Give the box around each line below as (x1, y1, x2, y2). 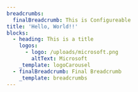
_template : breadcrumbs (19, 74, 88, 82)
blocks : (6, 29, 29, 37)
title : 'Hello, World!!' (6, 23, 78, 30)
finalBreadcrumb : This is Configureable (12, 17, 131, 24)
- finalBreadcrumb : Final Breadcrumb (12, 68, 122, 75)
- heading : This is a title (12, 36, 94, 43)
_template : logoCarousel (19, 62, 91, 68)
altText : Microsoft (31, 55, 88, 62)
